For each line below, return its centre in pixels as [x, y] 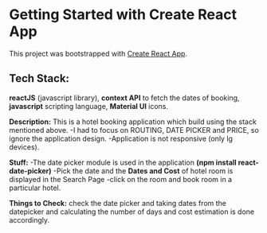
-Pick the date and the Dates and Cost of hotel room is [143, 171]
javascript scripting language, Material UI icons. [88, 106]
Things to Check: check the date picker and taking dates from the [118, 203]
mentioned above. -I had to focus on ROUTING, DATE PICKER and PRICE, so [134, 130]
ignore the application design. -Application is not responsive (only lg [121, 138]
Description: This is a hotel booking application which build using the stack [133, 122]
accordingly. [29, 219]
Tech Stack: [39, 78]
